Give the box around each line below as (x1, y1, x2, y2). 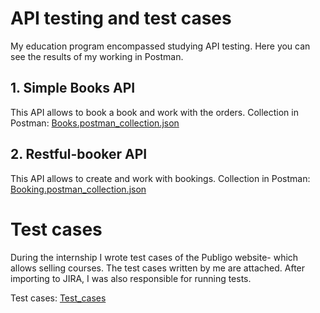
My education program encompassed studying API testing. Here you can (10, 40, 311, 52)
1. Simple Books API (10, 80, 136, 97)
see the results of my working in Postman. (10, 50, 184, 62)
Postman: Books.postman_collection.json (10, 117, 180, 129)
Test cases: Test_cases (10, 292, 107, 304)
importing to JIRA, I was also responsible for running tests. (10, 272, 252, 284)
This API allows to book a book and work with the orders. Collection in (10, 106, 299, 118)
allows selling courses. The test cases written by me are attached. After (10, 262, 306, 274)
